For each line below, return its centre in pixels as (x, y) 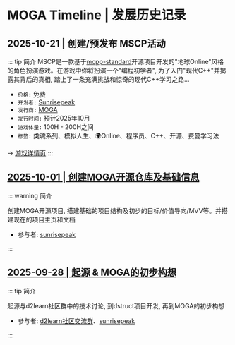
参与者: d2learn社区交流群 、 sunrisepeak (76, 321)
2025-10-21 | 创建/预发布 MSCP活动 (86, 43)
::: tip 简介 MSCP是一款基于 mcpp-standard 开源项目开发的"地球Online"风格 (116, 62)
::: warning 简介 (30, 195)
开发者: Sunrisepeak (46, 102)
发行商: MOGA (37, 110)
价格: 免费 (31, 94)
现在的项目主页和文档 (44, 219)
